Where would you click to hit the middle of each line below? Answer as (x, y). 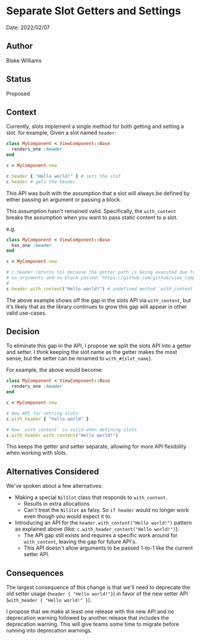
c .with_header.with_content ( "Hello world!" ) (62, 435)
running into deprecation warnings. (49, 630)
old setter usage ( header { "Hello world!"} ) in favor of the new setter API (97, 594)
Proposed (18, 93)
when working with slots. (37, 453)
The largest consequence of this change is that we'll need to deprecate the (98, 588)
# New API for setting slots (42, 413)
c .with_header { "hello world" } (48, 419)
